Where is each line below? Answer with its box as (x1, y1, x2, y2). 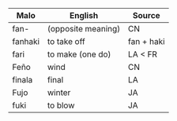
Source (133, 10, 160, 20)
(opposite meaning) (47, 24, 121, 34)
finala (12, 75, 33, 85)
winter (47, 87, 71, 97)
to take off (47, 36, 85, 46)
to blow (47, 100, 75, 111)
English (70, 10, 99, 20)
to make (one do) (47, 49, 111, 60)
